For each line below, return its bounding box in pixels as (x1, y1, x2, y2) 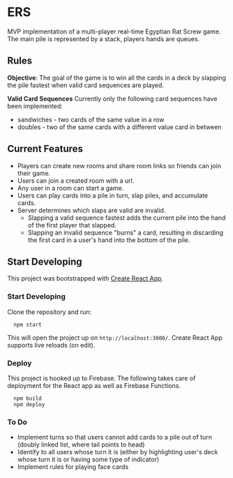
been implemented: (7, 102, 63, 110)
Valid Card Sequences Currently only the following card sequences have (7, 94, 218, 103)
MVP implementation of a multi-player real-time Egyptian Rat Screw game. (7, 27, 221, 36)
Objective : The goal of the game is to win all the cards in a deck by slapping (7, 73, 227, 82)
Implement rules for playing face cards (17, 463, 129, 471)
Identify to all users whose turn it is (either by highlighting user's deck (17, 448, 218, 456)
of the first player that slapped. (27, 221, 117, 229)
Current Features (7, 143, 84, 155)
